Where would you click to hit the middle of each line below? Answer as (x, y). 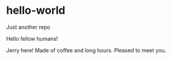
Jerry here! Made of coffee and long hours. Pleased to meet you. (86, 50)
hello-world (36, 10)
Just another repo (28, 27)
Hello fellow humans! (32, 38)
